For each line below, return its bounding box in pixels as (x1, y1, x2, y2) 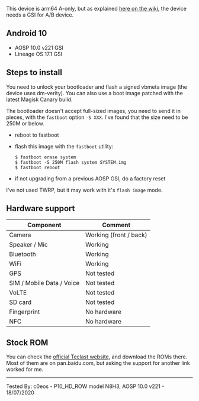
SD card (9, 298, 31, 306)
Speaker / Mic (9, 241, 49, 249)
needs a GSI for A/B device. (6, 11, 74, 18)
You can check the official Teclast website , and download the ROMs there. (6, 353, 188, 360)
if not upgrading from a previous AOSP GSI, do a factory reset (14, 174, 166, 182)
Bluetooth (9, 250, 37, 258)
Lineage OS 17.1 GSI (14, 50, 63, 57)
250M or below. (6, 119, 44, 127)
